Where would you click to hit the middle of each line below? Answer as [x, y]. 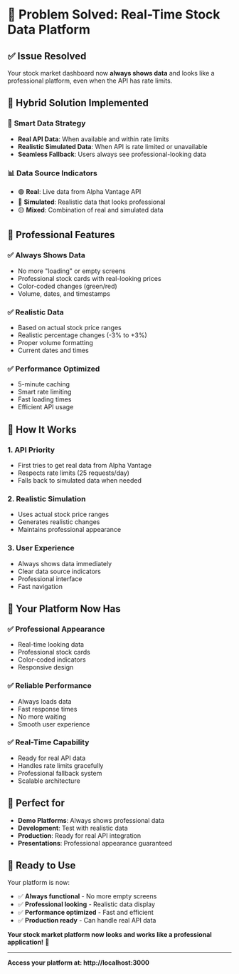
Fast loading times [44, 399]
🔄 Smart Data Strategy [47, 123]
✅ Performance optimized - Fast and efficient [86, 913]
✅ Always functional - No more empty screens [87, 896]
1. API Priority [31, 450]
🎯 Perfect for [36, 803]
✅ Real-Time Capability [48, 742]
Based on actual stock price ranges [70, 327]
